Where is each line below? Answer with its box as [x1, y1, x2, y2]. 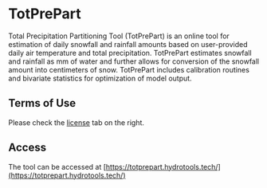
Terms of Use [8, 96, 77, 110]
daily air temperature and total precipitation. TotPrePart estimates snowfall [8, 48, 253, 57]
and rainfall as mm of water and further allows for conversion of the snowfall [8, 57, 260, 66]
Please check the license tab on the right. [8, 117, 145, 127]
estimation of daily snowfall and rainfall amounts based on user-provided [8, 39, 248, 49]
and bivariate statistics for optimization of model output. [8, 73, 193, 83]
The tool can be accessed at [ [8, 162, 106, 171]
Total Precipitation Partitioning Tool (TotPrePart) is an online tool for [8, 31, 230, 41]
